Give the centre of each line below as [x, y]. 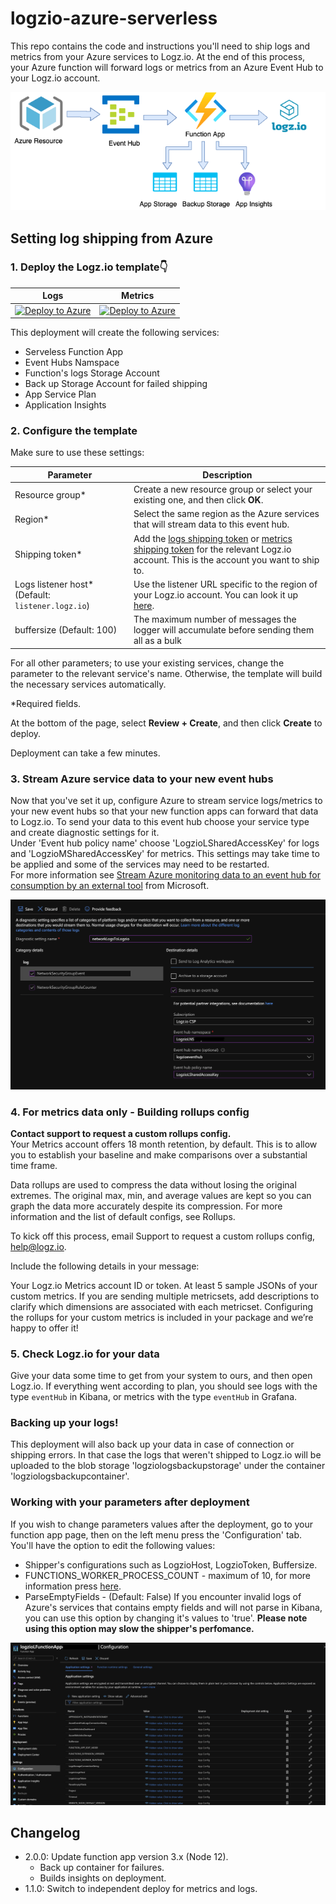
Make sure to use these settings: [77, 453]
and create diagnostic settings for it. [85, 832]
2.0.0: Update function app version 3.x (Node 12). [126, 1857]
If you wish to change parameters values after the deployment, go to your [162, 1524]
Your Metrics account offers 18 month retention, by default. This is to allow [164, 1144]
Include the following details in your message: [105, 1266]
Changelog [45, 1833]
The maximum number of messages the [215, 619]
